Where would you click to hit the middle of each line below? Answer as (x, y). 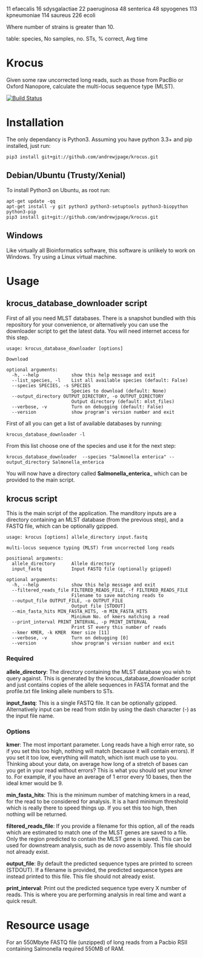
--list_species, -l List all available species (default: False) (100, 380)
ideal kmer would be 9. (35, 783)
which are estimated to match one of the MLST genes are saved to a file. (97, 832)
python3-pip (21, 211)
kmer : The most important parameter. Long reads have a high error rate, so (100, 744)
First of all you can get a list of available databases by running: (84, 423)
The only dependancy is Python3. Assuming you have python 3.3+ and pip (99, 139)
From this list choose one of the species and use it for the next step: (91, 445)
